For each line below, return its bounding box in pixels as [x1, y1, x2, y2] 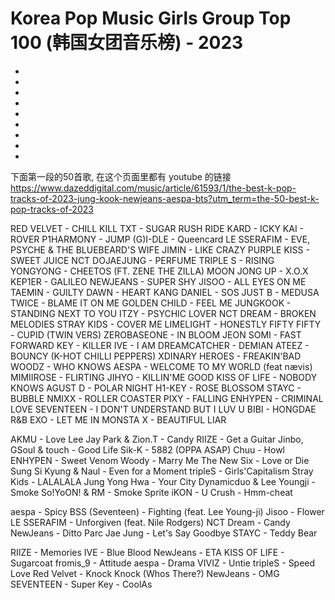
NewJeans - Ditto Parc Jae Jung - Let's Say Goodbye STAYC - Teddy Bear [10, 527, 318, 539]
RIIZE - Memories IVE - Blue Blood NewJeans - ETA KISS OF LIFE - [10, 546, 285, 558]
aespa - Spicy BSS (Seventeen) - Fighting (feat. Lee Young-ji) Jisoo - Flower [10, 505, 325, 517]
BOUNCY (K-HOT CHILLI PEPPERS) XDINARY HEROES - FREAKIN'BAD [10, 350, 302, 362]
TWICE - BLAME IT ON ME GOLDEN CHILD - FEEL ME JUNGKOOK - [10, 297, 292, 309]
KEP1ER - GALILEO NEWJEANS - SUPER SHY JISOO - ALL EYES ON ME [10, 275, 307, 287]
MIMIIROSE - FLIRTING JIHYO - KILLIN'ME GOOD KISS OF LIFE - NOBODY [10, 371, 318, 383]
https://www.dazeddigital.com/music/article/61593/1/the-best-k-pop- [10, 182, 297, 194]
